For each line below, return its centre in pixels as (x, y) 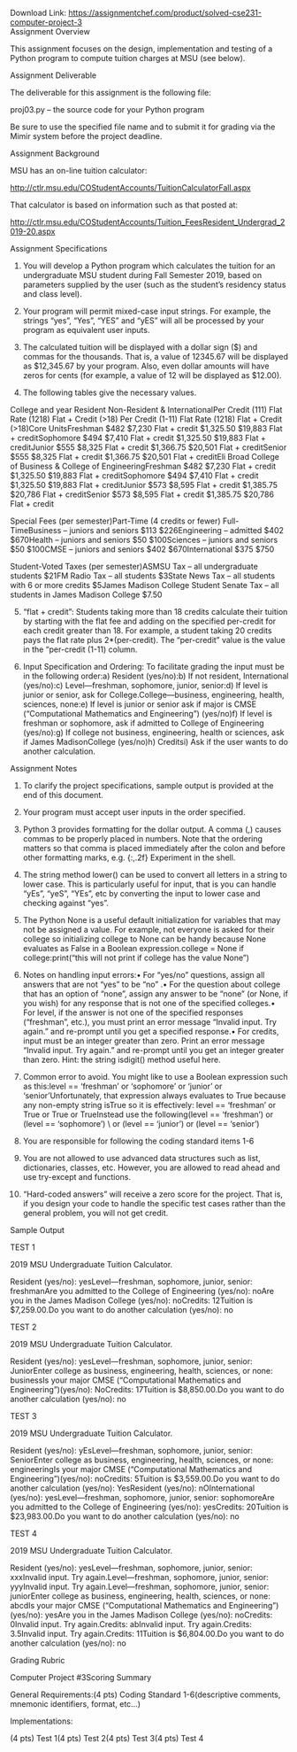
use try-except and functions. (77, 1177)
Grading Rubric (38, 1660)
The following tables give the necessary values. (110, 392)
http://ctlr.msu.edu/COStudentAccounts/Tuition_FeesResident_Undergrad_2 (148, 222)
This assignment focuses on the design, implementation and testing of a (141, 49)
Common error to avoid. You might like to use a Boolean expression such (155, 1077)
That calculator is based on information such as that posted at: (124, 205)
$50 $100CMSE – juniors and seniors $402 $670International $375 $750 (142, 549)
